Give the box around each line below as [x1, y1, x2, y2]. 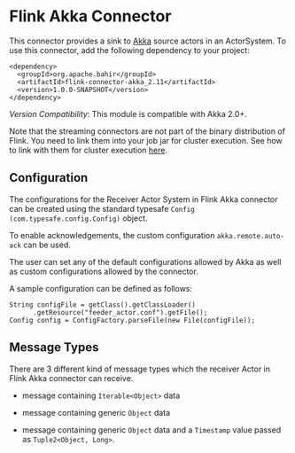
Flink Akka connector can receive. [9, 372, 134, 383]
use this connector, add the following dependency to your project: [9, 44, 250, 55]
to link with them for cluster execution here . [9, 144, 168, 155]
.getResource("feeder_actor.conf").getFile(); [32, 308, 208, 316]
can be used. [23, 239, 71, 250]
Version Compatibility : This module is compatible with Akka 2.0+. [9, 108, 248, 119]
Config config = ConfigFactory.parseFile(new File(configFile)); [9, 316, 255, 324]
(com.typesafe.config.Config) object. [9, 213, 148, 223]
